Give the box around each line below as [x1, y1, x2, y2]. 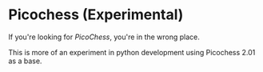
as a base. [8, 56, 42, 66]
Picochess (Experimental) [8, 6, 184, 24]
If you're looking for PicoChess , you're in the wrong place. [8, 32, 200, 42]
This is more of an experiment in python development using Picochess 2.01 [8, 47, 256, 57]
